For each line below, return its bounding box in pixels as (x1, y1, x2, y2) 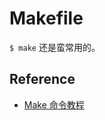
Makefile (9, 7, 84, 30)
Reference (9, 71, 76, 88)
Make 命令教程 (23, 98, 85, 111)
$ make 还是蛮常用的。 (9, 41, 101, 53)
